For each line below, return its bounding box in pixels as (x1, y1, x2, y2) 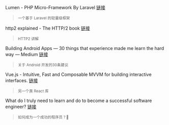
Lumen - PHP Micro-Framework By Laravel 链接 (5, 5, 105, 10)
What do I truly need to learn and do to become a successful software (5, 97, 152, 104)
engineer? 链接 (5, 104, 37, 110)
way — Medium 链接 (5, 52, 48, 57)
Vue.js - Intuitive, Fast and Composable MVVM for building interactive (5, 71, 152, 78)
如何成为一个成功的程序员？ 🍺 (17, 115, 69, 120)
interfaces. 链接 (5, 78, 38, 83)
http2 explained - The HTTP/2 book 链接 (5, 25, 90, 31)
